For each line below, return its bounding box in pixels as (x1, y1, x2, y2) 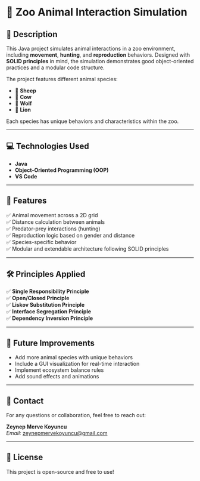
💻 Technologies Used (6, 141, 89, 152)
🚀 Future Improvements (6, 338, 95, 348)
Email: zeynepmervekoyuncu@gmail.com (6, 430, 108, 437)
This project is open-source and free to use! (6, 468, 114, 475)
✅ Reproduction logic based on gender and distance (6, 232, 135, 239)
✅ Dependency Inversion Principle (6, 314, 93, 322)
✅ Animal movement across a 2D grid (6, 211, 98, 218)
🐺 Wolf (14, 100, 32, 107)
